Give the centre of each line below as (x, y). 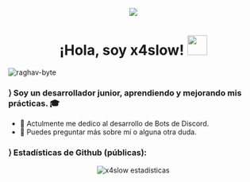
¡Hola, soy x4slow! (122, 50)
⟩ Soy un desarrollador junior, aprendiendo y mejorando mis (125, 93)
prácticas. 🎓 (34, 103)
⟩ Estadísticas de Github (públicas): (78, 153)
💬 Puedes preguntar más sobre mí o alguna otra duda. (108, 132)
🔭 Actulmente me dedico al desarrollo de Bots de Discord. (114, 124)
